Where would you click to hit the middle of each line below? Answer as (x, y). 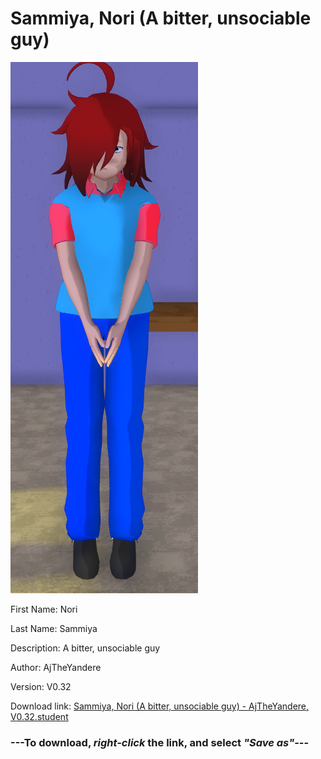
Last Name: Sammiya (54, 628)
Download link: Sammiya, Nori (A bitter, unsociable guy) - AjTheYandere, (160, 706)
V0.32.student (39, 716)
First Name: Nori (44, 609)
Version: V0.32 (41, 686)
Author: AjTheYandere (56, 667)
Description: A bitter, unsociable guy (85, 648)
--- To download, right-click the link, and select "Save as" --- (160, 742)
